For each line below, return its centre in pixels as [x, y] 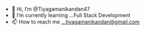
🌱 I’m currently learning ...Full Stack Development [71, 15]
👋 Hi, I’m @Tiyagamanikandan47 [51, 9]
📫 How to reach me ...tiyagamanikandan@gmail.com [76, 22]
